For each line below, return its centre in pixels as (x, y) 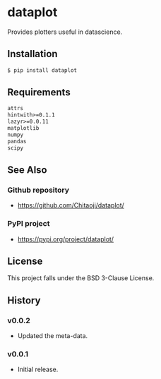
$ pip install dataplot (42, 70)
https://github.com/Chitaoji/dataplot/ (71, 205)
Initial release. (38, 369)
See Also (27, 170)
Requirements (39, 92)
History (24, 300)
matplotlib (23, 128)
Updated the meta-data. (53, 336)
